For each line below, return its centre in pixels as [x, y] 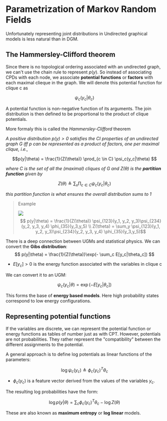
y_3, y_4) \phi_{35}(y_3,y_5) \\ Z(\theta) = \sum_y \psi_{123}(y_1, [96, 226]
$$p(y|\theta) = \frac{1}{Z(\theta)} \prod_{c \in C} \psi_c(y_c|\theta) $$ [84, 159]
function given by [24, 174]
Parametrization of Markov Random [81, 9]
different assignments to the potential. [45, 344]
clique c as [17, 88]
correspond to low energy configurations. [48, 301]
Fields [18, 20]
